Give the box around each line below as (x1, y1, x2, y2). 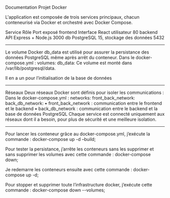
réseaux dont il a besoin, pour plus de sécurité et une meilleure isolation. (5, 116, 157, 122)
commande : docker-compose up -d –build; (5, 136, 96, 142)
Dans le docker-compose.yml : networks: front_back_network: (5, 95, 136, 101)
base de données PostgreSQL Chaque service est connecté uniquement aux (5, 111, 165, 117)
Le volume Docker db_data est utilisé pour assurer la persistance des (5, 49, 149, 55)
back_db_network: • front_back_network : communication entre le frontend (5, 101, 162, 106)
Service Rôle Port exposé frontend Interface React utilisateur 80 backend (5, 29, 158, 35)
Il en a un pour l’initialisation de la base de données (5, 75, 112, 81)
